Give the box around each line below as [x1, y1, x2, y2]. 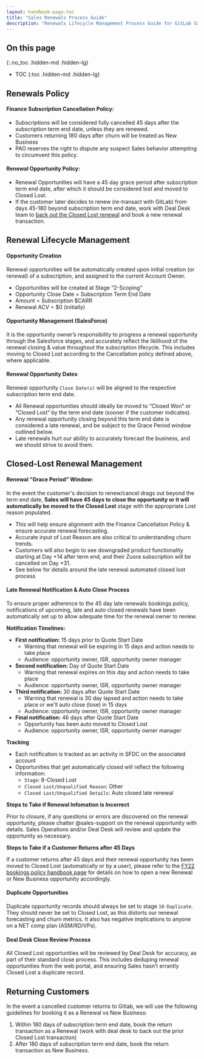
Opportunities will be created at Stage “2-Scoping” [15, 284, 143, 291]
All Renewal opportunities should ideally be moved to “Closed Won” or [15, 402, 191, 410]
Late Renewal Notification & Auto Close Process [6, 586, 130, 593]
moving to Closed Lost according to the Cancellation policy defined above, [6, 350, 193, 357]
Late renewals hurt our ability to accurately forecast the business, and [15, 435, 190, 442]
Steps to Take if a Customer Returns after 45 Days [6, 844, 135, 851]
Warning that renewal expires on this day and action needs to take [24, 668, 190, 676]
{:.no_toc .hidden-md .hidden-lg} [6, 59, 89, 66]
